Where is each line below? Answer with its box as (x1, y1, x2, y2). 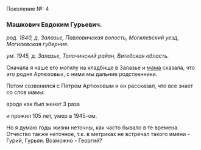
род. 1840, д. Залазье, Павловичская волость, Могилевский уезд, (6, 34, 180, 41)
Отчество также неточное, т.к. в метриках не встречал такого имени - (6, 131, 190, 138)
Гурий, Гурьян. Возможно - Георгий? (6, 137, 102, 145)
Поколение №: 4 (6, 5, 49, 12)
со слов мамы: (6, 89, 45, 96)
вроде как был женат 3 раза (6, 100, 80, 108)
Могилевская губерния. (6, 41, 69, 48)
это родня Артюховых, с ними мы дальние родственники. (6, 70, 158, 78)
